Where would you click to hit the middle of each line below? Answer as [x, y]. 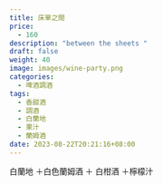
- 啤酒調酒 [35, 85]
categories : [32, 77]
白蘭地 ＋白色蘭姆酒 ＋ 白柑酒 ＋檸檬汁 [81, 171]
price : [22, 26]
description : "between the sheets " [78, 43]
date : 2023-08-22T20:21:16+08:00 [72, 144]
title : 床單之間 [37, 18]
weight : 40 [30, 60]
